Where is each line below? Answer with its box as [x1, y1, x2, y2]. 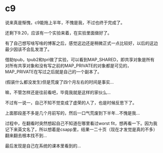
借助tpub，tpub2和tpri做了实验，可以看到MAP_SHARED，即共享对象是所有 [5, 56, 155, 62]
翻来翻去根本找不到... [5, 132, 48, 138]
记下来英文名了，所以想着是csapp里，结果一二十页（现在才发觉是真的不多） [5, 126, 158, 132]
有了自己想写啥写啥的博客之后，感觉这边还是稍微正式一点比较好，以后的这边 [5, 40, 158, 46]
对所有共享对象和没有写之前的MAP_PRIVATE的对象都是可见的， [5, 63, 132, 68]
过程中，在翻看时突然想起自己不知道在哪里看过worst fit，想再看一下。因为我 [5, 120, 158, 126]
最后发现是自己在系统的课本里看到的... [5, 143, 81, 149]
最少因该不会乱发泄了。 [5, 46, 52, 52]
